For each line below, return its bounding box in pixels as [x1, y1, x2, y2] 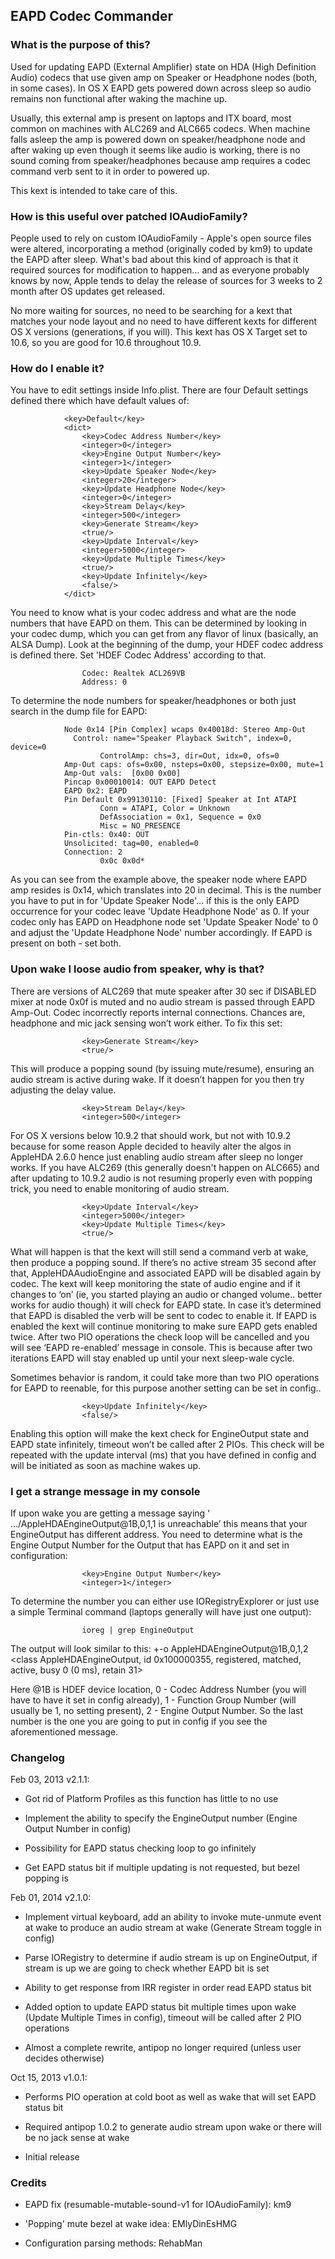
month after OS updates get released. [10, 285, 166, 297]
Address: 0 [81, 677, 128, 688]
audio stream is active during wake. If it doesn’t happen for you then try [10, 1073, 305, 1085]
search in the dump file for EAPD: [10, 705, 148, 718]
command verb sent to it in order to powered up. [10, 165, 210, 177]
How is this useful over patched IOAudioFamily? [10, 209, 248, 223]
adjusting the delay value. [10, 1084, 117, 1096]
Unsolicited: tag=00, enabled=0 [63, 839, 199, 849]
